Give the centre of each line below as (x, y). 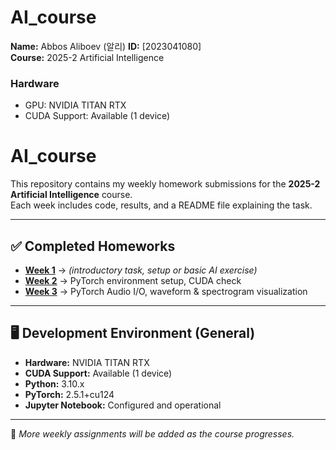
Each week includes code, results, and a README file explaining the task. (161, 205)
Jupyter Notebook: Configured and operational (123, 405)
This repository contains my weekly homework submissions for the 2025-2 (165, 184)
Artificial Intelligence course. (71, 195)
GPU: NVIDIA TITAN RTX (75, 105)
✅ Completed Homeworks (93, 246)
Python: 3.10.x (54, 383)
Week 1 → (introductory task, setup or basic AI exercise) (141, 270)
